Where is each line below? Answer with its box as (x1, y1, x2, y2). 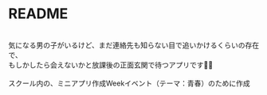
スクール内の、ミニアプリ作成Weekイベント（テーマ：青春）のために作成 (8, 78, 251, 88)
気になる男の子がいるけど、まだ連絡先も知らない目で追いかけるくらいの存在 (8, 40, 260, 50)
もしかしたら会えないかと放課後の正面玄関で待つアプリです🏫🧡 (8, 60, 214, 70)
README (8, 5, 69, 23)
